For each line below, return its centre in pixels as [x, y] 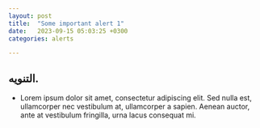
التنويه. [23, 78]
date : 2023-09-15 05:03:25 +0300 [68, 31]
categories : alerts [41, 38]
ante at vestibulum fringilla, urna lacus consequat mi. [108, 115]
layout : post [30, 16]
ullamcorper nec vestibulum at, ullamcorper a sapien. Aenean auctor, [135, 107]
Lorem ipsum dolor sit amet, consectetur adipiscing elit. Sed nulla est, [136, 98]
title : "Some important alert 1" [67, 23]
